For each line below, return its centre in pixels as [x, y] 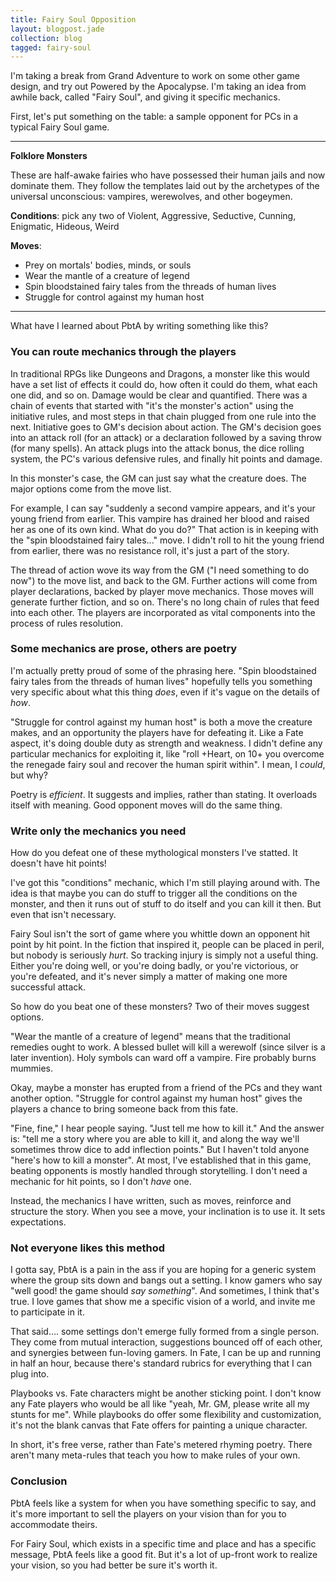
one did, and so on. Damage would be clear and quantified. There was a [159, 395]
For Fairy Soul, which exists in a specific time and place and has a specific [163, 1543]
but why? [29, 775]
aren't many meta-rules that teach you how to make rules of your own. [155, 1455]
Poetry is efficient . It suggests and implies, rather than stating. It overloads [164, 794]
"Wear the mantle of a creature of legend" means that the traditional [150, 1037]
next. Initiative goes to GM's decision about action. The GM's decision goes [166, 427]
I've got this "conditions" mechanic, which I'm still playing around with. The [165, 883]
